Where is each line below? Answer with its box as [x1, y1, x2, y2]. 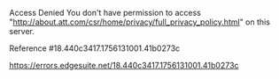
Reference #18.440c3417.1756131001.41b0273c [9, 43, 181, 54]
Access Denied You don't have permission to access [9, 8, 201, 18]
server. [9, 26, 35, 36]
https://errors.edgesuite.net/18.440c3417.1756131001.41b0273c [9, 61, 239, 70]
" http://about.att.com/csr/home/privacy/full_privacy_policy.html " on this [9, 17, 270, 27]
